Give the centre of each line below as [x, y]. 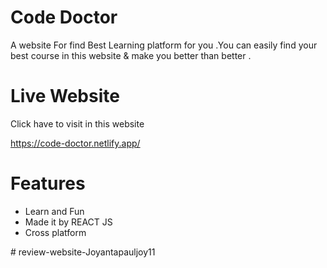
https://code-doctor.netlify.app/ [75, 143]
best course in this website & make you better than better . [131, 55]
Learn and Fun [54, 211]
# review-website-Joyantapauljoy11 [83, 252]
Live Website [65, 96]
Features [48, 183]
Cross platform [55, 232]
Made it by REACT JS [68, 222]
